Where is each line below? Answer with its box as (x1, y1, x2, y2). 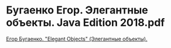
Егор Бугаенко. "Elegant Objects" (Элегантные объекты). (6, 35, 148, 42)
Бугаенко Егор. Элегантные (6, 4, 148, 17)
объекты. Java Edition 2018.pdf (6, 16, 165, 29)
